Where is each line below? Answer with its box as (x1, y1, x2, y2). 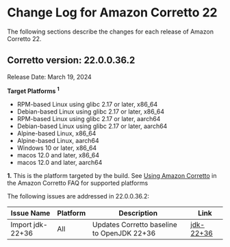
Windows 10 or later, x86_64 (16, 144, 97, 152)
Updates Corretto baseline (92, 220, 177, 230)
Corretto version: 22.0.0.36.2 (7, 55, 136, 66)
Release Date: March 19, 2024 (7, 73, 92, 81)
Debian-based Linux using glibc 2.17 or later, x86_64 (16, 107, 164, 116)
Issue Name (10, 209, 51, 218)
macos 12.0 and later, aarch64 (16, 159, 103, 167)
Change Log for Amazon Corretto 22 (7, 5, 218, 21)
